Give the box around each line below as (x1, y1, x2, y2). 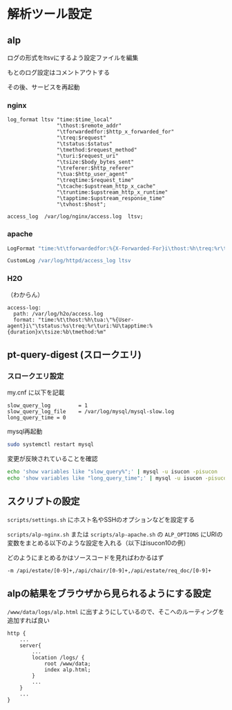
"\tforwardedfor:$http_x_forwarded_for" (56, 129, 175, 136)
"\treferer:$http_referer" (56, 165, 135, 172)
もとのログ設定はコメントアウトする (7, 69, 110, 76)
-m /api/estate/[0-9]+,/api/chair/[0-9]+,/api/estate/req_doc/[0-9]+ (7, 567, 212, 574)
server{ (19, 641, 41, 649)
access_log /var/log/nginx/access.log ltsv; (7, 213, 144, 220)
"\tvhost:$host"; (56, 201, 107, 208)
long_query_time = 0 (7, 415, 67, 421)
